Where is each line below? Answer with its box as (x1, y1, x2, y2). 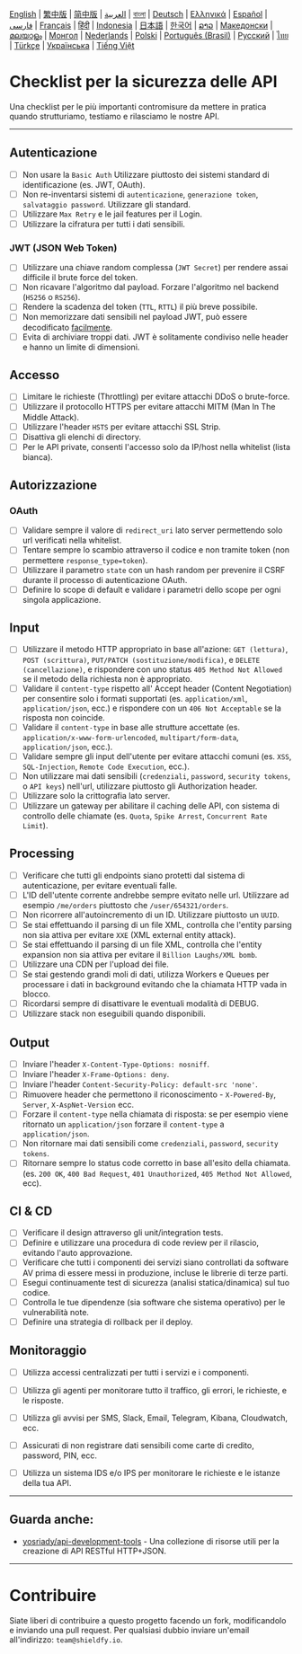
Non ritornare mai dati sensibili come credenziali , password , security (22, 1138, 279, 1149)
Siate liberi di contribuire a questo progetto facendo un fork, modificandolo (9, 1614, 287, 1625)
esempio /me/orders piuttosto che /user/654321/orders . (22, 899, 229, 910)
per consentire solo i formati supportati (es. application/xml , (22, 693, 248, 703)
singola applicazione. (22, 594, 102, 605)
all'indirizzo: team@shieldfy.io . (9, 1634, 123, 1645)
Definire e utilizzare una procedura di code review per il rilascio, (22, 1237, 259, 1248)
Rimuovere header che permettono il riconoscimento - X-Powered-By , (22, 1089, 277, 1100)
